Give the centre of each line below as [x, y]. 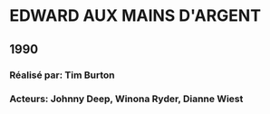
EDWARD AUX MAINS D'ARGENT [135, 16]
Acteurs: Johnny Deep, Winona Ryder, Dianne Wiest [126, 99]
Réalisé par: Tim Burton [62, 75]
